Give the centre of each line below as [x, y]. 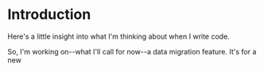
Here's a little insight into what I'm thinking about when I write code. [118, 36]
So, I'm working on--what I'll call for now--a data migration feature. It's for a [132, 51]
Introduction [49, 15]
